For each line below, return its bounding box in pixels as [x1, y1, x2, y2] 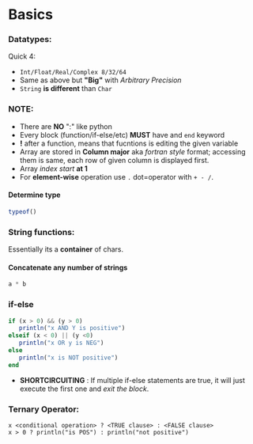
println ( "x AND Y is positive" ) [18, 324, 126, 332]
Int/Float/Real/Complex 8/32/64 [19, 69, 126, 77]
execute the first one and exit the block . [19, 384, 149, 393]
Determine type [8, 190, 61, 199]
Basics [8, 6, 54, 24]
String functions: [8, 226, 75, 237]
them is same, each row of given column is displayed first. [19, 155, 210, 165]
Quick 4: [8, 51, 36, 61]
